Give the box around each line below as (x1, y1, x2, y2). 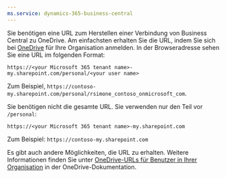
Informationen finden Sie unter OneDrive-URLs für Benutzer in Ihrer (7, 155, 197, 164)
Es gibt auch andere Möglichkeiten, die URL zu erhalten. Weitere (7, 148, 189, 156)
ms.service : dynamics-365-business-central (7, 10, 134, 17)
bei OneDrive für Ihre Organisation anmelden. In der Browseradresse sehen (7, 43, 220, 51)
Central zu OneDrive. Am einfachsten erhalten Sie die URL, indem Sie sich (7, 36, 216, 44)
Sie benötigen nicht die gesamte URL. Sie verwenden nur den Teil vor (7, 102, 203, 110)
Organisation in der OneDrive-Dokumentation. (7, 162, 137, 171)
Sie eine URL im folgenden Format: (7, 51, 105, 59)
